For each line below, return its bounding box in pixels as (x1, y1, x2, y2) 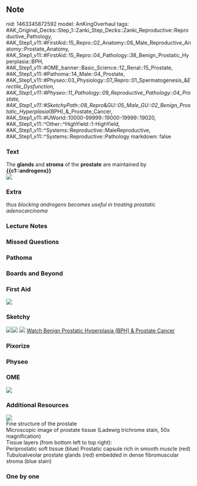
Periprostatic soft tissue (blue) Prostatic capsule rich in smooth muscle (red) (6, 445, 191, 452)
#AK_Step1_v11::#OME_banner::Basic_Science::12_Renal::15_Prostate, (6, 64, 173, 71)
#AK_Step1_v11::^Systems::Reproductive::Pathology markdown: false (6, 132, 172, 140)
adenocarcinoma (6, 207, 48, 214)
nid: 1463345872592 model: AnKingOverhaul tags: (6, 20, 129, 27)
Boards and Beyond (6, 269, 64, 278)
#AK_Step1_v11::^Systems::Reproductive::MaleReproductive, (6, 127, 151, 134)
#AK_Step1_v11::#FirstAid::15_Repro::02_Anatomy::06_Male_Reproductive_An (6, 39, 191, 46)
